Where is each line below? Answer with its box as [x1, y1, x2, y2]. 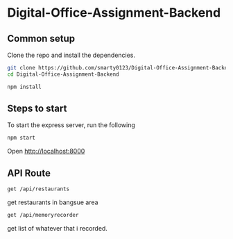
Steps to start [7, 103, 67, 115]
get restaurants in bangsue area [7, 198, 98, 206]
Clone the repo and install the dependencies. [7, 51, 136, 59]
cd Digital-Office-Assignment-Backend [7, 71, 119, 78]
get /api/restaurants [7, 186, 70, 192]
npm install [7, 83, 42, 90]
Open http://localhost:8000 [7, 147, 85, 156]
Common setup [7, 33, 75, 44]
